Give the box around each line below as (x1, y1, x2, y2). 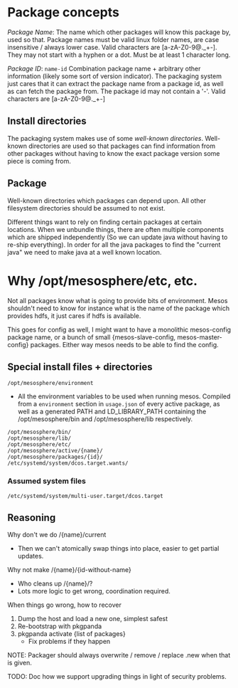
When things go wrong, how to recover (7, 600, 122, 609)
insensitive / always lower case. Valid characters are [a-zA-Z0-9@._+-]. (7, 43, 217, 51)
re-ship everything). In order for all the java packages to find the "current (7, 240, 221, 249)
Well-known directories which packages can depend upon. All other (7, 196, 207, 205)
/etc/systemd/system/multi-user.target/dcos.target (7, 492, 163, 499)
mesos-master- (177, 332, 222, 342)
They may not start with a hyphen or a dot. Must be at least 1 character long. (7, 51, 231, 59)
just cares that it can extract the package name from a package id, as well (7, 79, 224, 88)
